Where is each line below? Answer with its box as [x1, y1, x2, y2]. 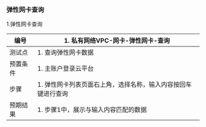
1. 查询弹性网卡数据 [37, 48, 94, 57]
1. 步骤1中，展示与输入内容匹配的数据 [37, 106, 147, 114]
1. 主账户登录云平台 [37, 64, 94, 73]
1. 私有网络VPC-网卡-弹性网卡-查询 [64, 37, 170, 45]
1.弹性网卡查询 [6, 20, 43, 28]
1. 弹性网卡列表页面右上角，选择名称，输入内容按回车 [37, 81, 192, 89]
